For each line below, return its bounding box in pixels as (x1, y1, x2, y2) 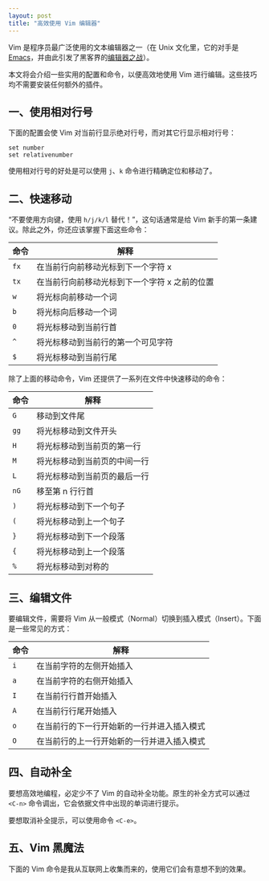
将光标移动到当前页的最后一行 (36, 471, 150, 482)
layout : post (8, 11, 52, 20)
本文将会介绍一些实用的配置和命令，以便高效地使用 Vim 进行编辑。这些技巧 (8, 69, 258, 79)
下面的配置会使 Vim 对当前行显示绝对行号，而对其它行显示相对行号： (8, 128, 237, 137)
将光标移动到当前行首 (36, 322, 118, 333)
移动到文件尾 (36, 410, 86, 422)
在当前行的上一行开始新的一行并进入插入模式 (36, 736, 206, 747)
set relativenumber (8, 151, 74, 159)
